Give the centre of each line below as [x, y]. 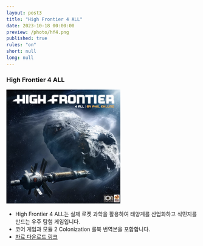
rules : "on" [21, 45]
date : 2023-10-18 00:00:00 [40, 26]
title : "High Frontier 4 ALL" [45, 19]
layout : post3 [24, 13]
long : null [20, 58]
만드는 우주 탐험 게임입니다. [48, 222]
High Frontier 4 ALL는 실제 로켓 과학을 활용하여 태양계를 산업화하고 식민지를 [106, 214]
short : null [21, 52]
